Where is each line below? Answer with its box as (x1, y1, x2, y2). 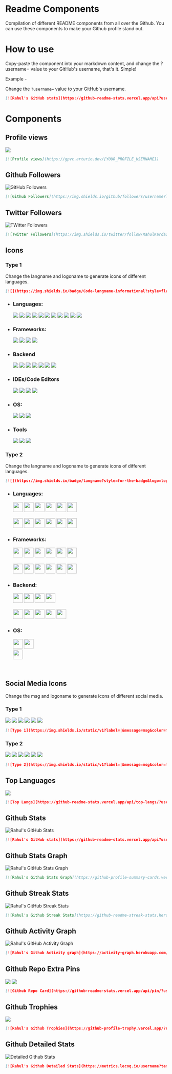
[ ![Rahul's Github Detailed (5, 1063, 66, 1069)
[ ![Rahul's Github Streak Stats (5, 913, 74, 918)
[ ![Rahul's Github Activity (5, 950, 66, 956)
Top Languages (5, 776, 56, 785)
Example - (5, 75, 27, 82)
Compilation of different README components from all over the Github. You (5, 20, 165, 26)
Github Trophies (5, 1003, 58, 1011)
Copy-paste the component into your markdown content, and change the (5, 60, 160, 67)
